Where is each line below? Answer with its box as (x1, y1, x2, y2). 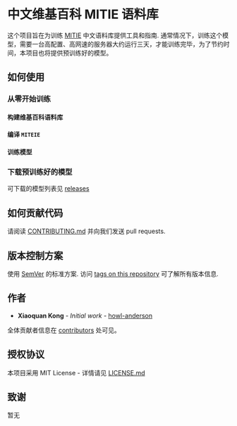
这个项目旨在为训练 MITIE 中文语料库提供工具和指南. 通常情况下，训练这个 (7, 31, 223, 39)
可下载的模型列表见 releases (7, 184, 90, 193)
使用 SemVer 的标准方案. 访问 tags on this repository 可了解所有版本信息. (7, 269, 219, 278)
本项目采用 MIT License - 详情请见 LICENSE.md (7, 368, 146, 377)
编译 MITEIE (7, 130, 41, 139)
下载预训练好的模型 (7, 167, 73, 177)
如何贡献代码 (7, 207, 63, 219)
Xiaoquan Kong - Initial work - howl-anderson (17, 311, 153, 320)
